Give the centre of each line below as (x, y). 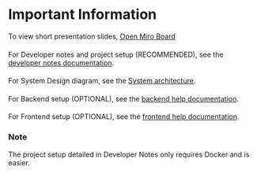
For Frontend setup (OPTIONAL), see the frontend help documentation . (124, 117)
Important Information (83, 15)
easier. (19, 162)
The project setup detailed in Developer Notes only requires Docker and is (129, 154)
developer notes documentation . (61, 63)
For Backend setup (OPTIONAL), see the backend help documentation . (123, 98)
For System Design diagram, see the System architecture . (102, 81)
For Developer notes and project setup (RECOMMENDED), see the (116, 54)
